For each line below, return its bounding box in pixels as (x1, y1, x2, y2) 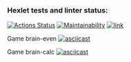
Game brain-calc (7, 48, 55, 56)
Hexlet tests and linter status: (7, 6, 108, 15)
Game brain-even (7, 34, 57, 43)
